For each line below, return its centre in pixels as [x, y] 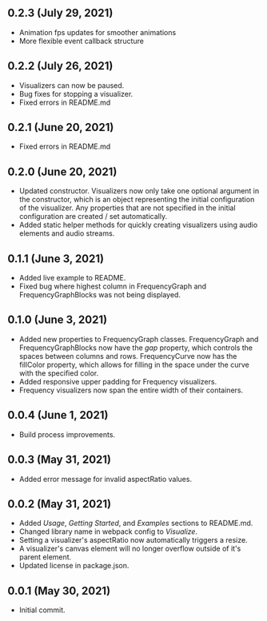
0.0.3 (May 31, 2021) [60, 460]
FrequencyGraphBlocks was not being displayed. [100, 295]
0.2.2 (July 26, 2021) [60, 66]
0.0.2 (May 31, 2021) [60, 504]
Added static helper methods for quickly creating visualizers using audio [138, 225]
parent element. [45, 557]
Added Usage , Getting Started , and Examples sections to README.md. [136, 523]
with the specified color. [59, 373]
